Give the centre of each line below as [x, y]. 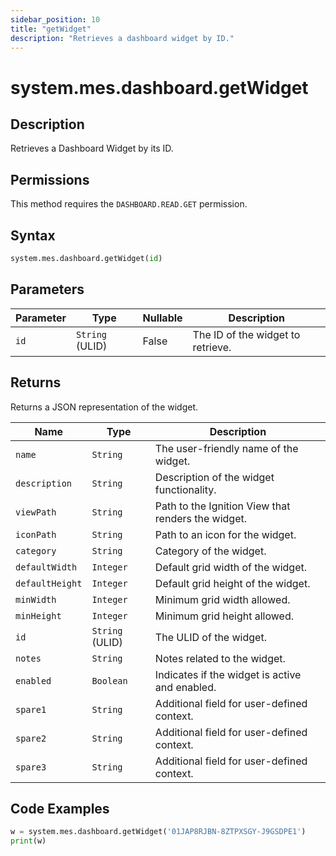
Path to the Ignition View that [222, 506]
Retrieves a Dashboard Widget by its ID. [92, 148]
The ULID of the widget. [210, 637]
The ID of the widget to [246, 334]
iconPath [36, 534]
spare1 [31, 709]
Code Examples [60, 808]
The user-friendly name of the [226, 448]
